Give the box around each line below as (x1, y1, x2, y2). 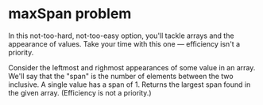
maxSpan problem (8, 5, 132, 23)
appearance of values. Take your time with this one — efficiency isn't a (8, 39, 241, 48)
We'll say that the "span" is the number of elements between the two (8, 71, 234, 81)
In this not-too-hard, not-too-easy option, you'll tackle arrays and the (8, 31, 234, 40)
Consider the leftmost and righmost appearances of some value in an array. (8, 62, 256, 72)
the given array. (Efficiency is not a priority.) (8, 88, 152, 97)
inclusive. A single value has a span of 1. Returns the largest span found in (8, 80, 251, 89)
